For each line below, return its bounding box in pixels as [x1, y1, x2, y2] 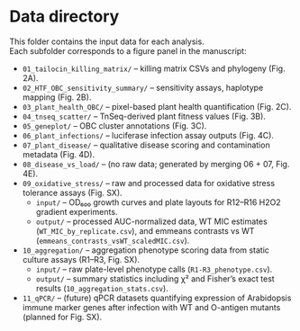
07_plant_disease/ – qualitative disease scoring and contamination [22, 139, 270, 150]
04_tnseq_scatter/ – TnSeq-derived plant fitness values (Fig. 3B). [22, 111, 266, 121]
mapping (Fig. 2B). [22, 92, 92, 103]
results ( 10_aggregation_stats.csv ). [35, 282, 168, 293]
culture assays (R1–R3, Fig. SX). [22, 254, 141, 264]
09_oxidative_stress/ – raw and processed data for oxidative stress [22, 177, 276, 188]
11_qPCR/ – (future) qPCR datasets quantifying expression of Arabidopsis [22, 292, 292, 303]
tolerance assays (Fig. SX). [22, 187, 123, 198]
